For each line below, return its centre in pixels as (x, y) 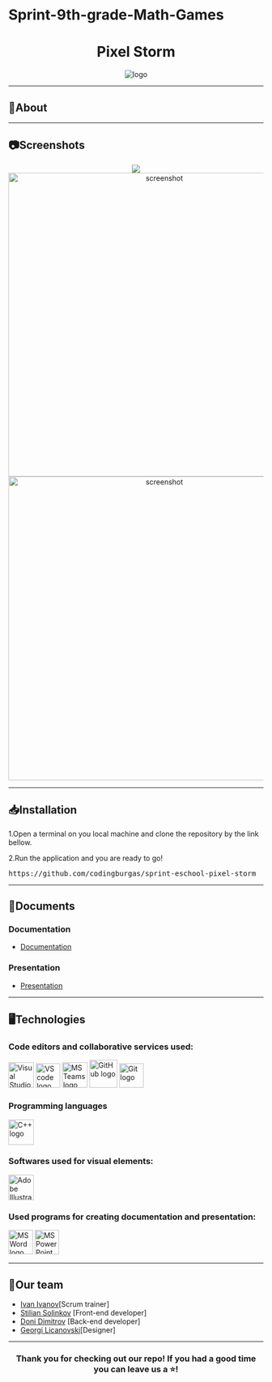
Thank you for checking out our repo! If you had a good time (136, 1359)
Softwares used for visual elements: (81, 1162)
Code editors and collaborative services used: (101, 1047)
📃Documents (42, 906)
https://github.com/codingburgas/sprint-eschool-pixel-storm (132, 873)
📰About (28, 107)
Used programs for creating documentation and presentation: (132, 1217)
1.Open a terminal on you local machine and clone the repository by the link (134, 834)
